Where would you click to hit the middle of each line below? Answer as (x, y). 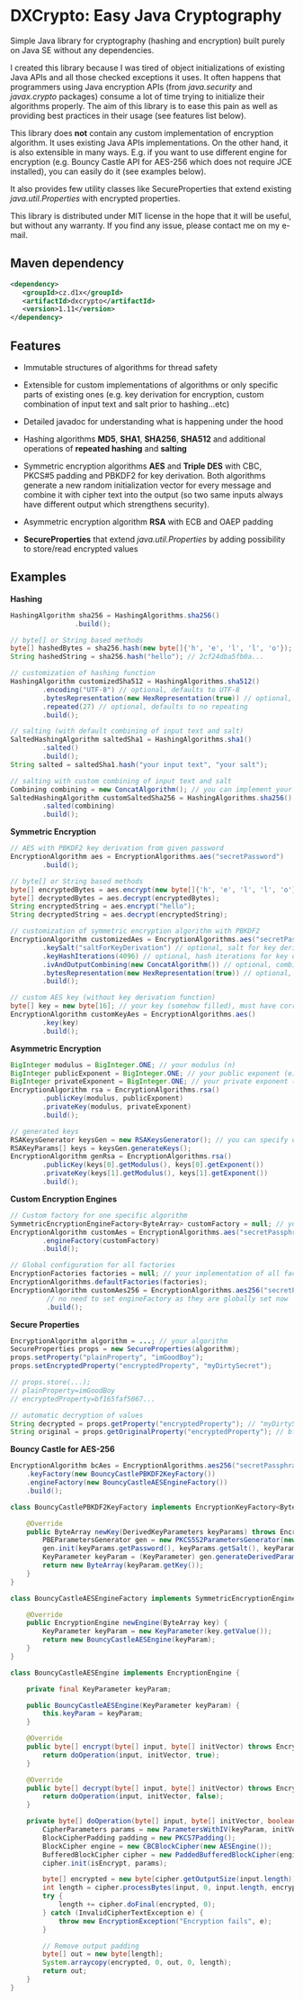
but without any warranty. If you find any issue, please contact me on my (145, 225)
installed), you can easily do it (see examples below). (108, 171)
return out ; (65, 1971)
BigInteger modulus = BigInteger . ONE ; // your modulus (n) (123, 1064)
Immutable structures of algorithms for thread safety (120, 367)
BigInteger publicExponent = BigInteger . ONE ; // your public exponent (145, 1074)
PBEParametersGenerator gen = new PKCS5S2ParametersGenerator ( (163, 1540)
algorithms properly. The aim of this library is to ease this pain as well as (144, 105)
